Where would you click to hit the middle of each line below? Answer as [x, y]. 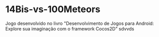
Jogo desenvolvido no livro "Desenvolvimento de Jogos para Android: [80, 23]
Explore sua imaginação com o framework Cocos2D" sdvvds [70, 28]
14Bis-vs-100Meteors [53, 9]
